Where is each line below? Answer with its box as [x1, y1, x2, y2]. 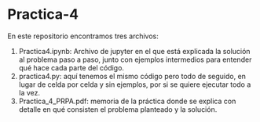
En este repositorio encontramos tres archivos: [7, 31, 159, 41]
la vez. [18, 88, 41, 97]
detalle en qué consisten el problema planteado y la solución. [18, 104, 218, 114]
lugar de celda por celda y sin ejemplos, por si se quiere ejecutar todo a [18, 80, 251, 89]
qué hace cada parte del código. [18, 63, 125, 72]
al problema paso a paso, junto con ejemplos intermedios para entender [18, 55, 252, 64]
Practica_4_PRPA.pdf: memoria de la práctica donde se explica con [18, 96, 236, 106]
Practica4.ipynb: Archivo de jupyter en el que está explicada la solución [18, 46, 251, 56]
